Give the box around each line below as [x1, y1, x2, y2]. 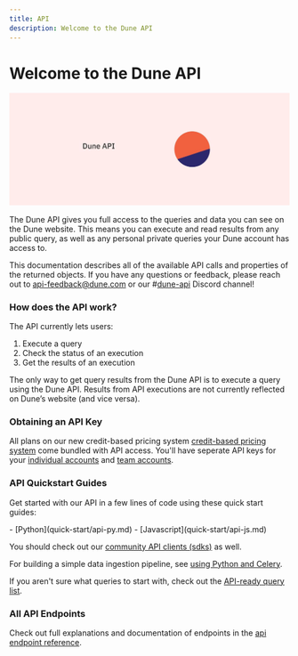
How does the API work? [9, 301, 117, 313]
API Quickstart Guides [9, 477, 108, 490]
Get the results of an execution [21, 357, 135, 368]
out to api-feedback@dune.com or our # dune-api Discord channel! [9, 279, 255, 289]
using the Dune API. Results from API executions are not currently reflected [9, 384, 285, 395]
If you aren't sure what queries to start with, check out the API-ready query [9, 575, 285, 587]
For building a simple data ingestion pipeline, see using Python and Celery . [9, 558, 283, 569]
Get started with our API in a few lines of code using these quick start [9, 497, 264, 507]
